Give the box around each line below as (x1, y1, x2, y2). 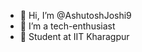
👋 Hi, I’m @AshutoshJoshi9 (19, 10, 132, 21)
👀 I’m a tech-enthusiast (19, 20, 116, 32)
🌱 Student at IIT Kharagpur (19, 31, 130, 42)
